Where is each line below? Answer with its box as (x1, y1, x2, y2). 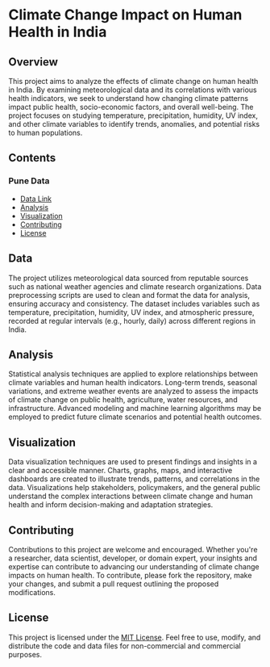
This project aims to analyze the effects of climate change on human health (8, 77, 259, 86)
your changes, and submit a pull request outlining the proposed (8, 579, 219, 589)
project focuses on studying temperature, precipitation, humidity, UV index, (8, 111, 258, 120)
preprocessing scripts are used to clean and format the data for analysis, (8, 290, 250, 300)
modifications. (8, 587, 56, 597)
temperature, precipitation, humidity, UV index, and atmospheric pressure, (8, 307, 255, 317)
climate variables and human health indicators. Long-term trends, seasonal (8, 378, 258, 388)
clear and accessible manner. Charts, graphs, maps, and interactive (8, 466, 233, 476)
